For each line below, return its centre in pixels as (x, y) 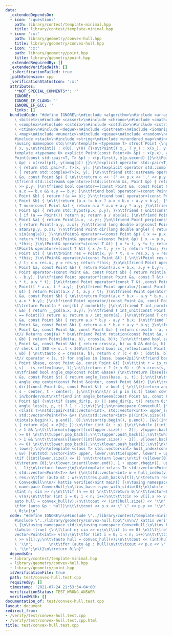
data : (11, 10)
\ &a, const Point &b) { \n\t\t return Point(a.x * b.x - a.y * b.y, (89, 296)
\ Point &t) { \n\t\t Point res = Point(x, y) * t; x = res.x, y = (87, 253)
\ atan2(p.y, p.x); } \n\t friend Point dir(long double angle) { (84, 230)
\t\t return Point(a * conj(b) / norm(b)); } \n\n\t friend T (79, 306)
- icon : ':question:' (33, 19)
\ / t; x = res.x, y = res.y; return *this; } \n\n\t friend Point (86, 263)
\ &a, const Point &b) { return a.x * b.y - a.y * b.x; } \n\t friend (89, 320)
